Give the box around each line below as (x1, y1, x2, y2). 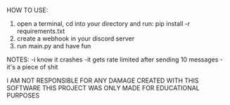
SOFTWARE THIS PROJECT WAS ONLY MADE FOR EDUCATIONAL (6, 84, 200, 92)
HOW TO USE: (6, 6, 49, 14)
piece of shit (22, 63, 58, 71)
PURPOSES (6, 91, 40, 99)
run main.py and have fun (16, 42, 91, 50)
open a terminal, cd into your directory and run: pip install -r (16, 20, 191, 27)
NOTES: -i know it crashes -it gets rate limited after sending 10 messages (6, 55, 219, 64)
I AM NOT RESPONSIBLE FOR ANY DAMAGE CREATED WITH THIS (6, 76, 199, 85)
